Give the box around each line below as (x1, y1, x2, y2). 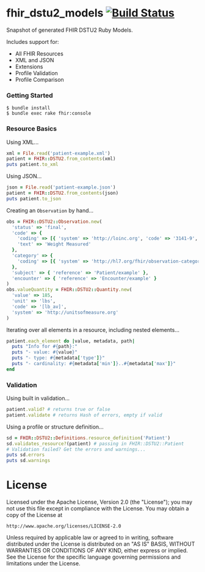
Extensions (15, 63, 43, 70)
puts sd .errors (6, 452, 45, 458)
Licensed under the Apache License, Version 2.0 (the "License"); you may (6, 498, 193, 506)
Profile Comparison (15, 76, 64, 83)
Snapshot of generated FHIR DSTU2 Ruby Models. (6, 26, 133, 34)
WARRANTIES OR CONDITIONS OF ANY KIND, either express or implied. (6, 547, 188, 554)
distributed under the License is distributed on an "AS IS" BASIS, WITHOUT (6, 540, 195, 548)
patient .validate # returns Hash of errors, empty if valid (6, 412, 163, 418)
